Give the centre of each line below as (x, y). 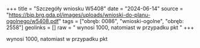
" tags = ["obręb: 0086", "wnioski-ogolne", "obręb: (121, 21)
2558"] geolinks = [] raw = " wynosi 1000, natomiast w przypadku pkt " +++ (100, 27)
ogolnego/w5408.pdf (32, 21)
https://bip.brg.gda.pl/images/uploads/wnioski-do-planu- (80, 15)
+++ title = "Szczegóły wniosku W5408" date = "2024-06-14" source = (95, 9)
